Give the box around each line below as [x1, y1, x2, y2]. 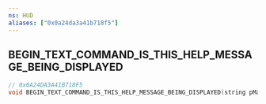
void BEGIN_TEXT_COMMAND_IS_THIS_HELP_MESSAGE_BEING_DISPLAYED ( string [8, 88, 246, 97]
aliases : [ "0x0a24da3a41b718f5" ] [8, 19, 119, 27]
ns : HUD [8, 11, 34, 20]
